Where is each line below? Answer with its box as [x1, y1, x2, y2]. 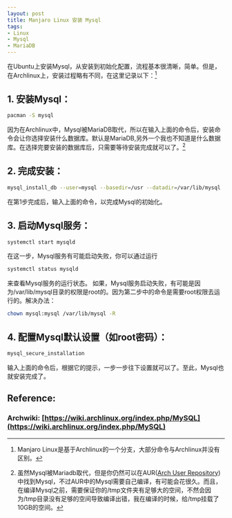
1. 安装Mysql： [7, 93, 71, 105]
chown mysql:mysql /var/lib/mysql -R [7, 310, 116, 317]
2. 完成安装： [7, 166, 64, 177]
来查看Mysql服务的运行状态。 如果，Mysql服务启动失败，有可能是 [7, 279, 195, 287]
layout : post [7, 10, 45, 17]
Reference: [7, 393, 56, 404]
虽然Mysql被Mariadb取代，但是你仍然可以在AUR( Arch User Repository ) [17, 468, 221, 476]
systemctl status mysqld [7, 266, 79, 273]
